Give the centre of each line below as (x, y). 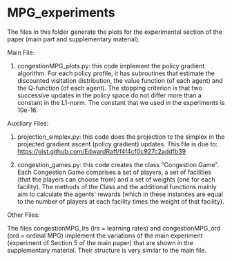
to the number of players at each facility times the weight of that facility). (120, 201)
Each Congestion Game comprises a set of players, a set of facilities (114, 172)
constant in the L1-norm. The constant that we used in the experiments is (121, 102)
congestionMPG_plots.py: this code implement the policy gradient (111, 66)
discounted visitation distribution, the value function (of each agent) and (120, 80)
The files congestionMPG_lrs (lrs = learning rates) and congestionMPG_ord (114, 228)
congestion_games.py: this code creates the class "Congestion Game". (118, 164)
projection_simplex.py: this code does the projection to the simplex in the (121, 137)
